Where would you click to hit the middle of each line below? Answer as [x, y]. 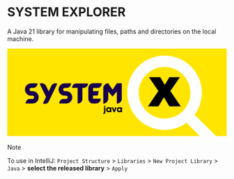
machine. [21, 38]
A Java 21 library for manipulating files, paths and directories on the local [112, 31]
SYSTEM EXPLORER [67, 12]
